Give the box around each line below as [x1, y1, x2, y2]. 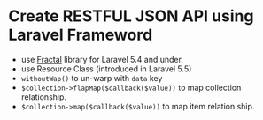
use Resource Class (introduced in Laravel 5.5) [20, 64, 192, 74]
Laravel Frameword [8, 25, 153, 45]
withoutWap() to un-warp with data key [20, 72, 163, 83]
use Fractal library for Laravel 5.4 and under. [20, 54, 183, 64]
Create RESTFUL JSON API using [8, 6, 254, 26]
